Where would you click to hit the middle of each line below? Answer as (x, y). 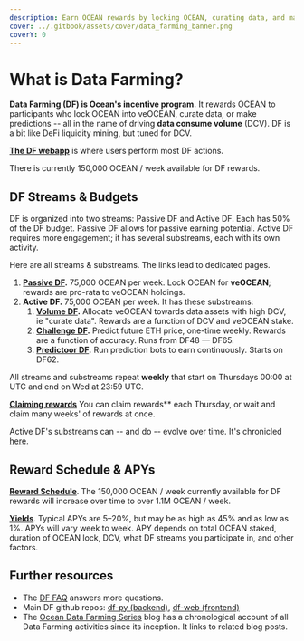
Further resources (62, 576)
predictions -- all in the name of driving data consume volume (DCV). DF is (150, 124)
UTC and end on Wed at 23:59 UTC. (76, 387)
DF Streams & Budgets (74, 197)
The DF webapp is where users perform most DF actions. (117, 151)
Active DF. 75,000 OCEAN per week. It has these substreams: (138, 302)
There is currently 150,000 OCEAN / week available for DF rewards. (135, 168)
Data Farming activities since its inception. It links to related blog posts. (155, 627)
